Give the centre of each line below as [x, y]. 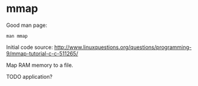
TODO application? [29, 76]
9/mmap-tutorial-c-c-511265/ [42, 53]
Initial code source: [30, 47]
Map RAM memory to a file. [40, 65]
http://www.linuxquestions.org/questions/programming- [123, 47]
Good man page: [27, 25]
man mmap [17, 36]
